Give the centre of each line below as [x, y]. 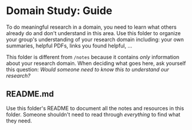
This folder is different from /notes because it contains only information [93, 57]
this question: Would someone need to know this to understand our [88, 69]
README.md [30, 94]
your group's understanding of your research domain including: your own [95, 39]
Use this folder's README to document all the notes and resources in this [95, 108]
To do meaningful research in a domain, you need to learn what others [91, 27]
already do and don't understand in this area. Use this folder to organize [93, 33]
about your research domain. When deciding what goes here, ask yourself [96, 63]
